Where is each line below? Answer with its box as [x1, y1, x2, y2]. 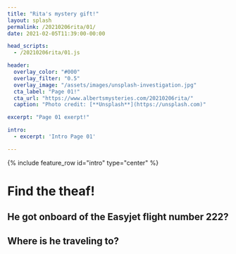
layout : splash [7, 17, 52, 24]
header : [7, 62, 30, 69]
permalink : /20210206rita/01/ [7, 23, 97, 30]
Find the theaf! [7, 183, 95, 199]
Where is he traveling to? [7, 235, 120, 247]
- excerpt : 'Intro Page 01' [13, 133, 97, 140]
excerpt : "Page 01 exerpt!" [7, 114, 90, 121]
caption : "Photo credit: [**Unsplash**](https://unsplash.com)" [13, 101, 206, 108]
